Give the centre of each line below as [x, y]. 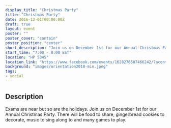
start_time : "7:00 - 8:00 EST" [38, 52]
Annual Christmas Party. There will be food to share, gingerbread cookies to [85, 114]
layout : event [20, 29]
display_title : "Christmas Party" [42, 10]
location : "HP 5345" [27, 57]
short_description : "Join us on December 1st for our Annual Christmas [83, 48]
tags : [11, 72]
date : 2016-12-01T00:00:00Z [35, 19]
